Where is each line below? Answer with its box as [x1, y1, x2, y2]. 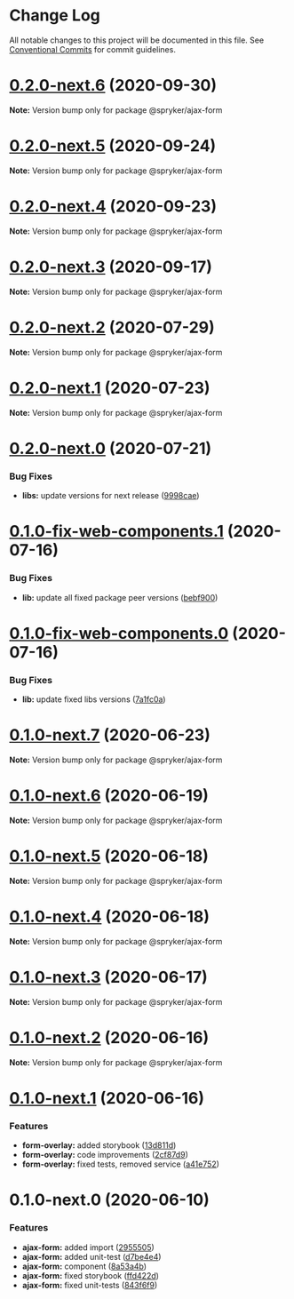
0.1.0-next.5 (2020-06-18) [9, 846, 209, 866]
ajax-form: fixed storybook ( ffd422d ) [21, 1270, 160, 1280]
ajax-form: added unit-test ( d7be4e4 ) [21, 1251, 162, 1262]
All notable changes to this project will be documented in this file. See [9, 35, 265, 45]
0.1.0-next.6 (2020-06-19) [9, 785, 209, 806]
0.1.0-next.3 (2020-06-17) [9, 967, 209, 987]
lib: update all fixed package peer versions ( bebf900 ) [21, 592, 219, 602]
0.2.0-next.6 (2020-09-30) [9, 76, 218, 96]
